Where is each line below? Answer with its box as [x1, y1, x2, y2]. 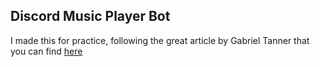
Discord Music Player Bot [10, 8, 171, 25]
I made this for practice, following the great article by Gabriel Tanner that [10, 34, 310, 46]
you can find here [10, 45, 83, 57]
